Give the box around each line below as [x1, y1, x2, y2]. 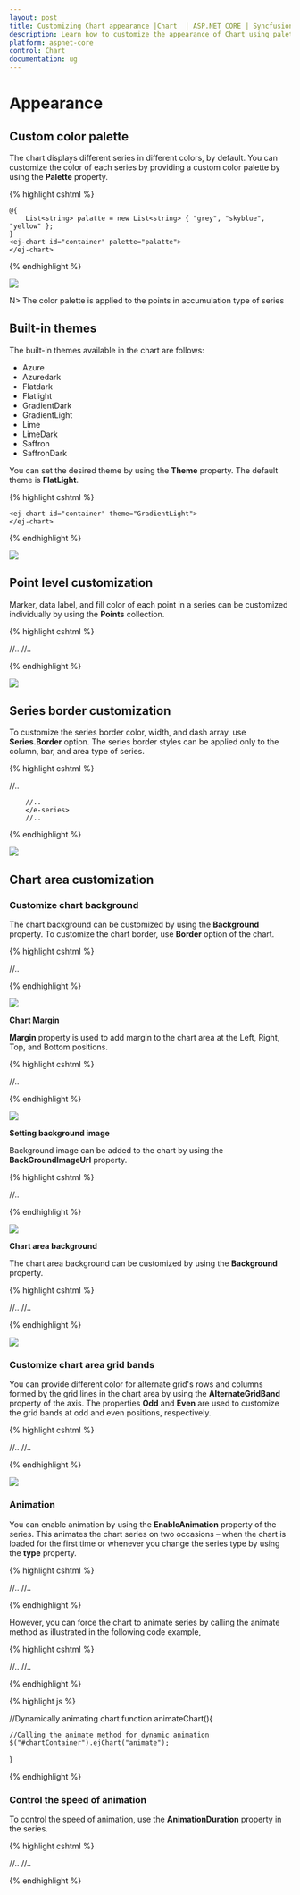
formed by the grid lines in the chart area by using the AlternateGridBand [9, 1389, 281, 1399]
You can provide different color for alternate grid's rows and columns [9, 1379, 263, 1389]
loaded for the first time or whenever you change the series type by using [9, 1538, 280, 1549]
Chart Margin [9, 1015, 60, 1025]
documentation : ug [9, 55, 78, 64]
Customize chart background [9, 898, 139, 911]
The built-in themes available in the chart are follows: [9, 344, 205, 355]
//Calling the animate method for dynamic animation [9, 1730, 210, 1739]
